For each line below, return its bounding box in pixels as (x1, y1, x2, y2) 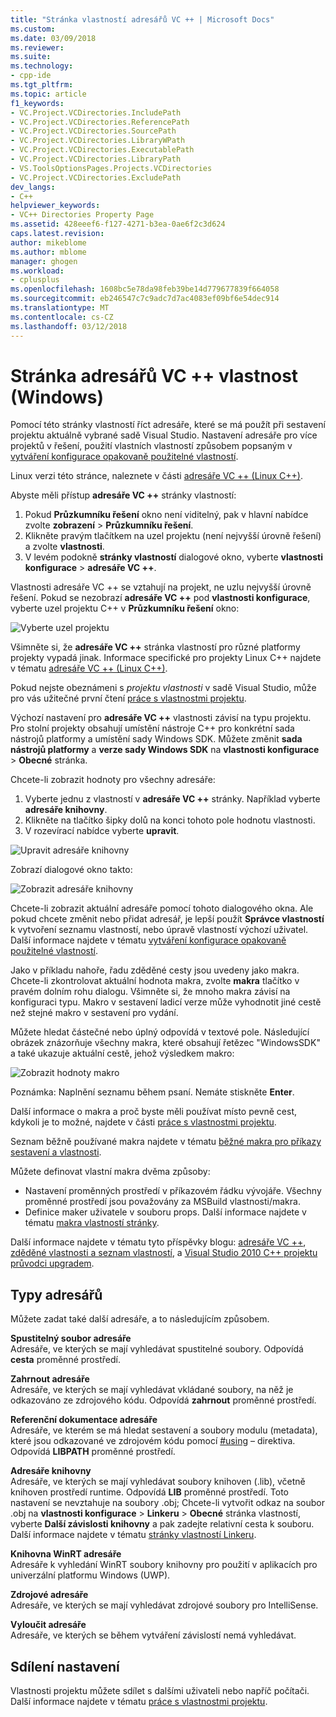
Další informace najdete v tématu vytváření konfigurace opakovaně (10, 934, 287, 946)
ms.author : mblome (10, 247, 87, 257)
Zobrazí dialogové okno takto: (10, 864, 133, 876)
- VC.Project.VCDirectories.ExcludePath (10, 172, 182, 183)
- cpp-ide (10, 71, 52, 81)
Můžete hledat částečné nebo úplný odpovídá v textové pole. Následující (10, 1026, 310, 1038)
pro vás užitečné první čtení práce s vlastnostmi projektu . (10, 692, 247, 705)
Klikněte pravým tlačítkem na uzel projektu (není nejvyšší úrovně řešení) (24, 530, 322, 542)
